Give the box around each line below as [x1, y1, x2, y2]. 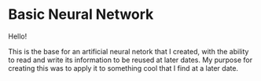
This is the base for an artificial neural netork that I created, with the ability [8, 46, 249, 56]
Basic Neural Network [8, 6, 154, 24]
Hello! [8, 31, 28, 41]
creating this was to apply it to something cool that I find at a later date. [8, 63, 238, 72]
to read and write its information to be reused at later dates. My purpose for [8, 55, 253, 64]
